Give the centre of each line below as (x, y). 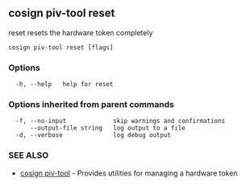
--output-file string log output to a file (107, 128)
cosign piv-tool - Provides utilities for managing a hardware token (129, 173)
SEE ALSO (29, 155)
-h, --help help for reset (65, 85)
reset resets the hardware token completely (81, 32)
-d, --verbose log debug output (94, 135)
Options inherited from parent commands (92, 105)
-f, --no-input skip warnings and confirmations (121, 121)
